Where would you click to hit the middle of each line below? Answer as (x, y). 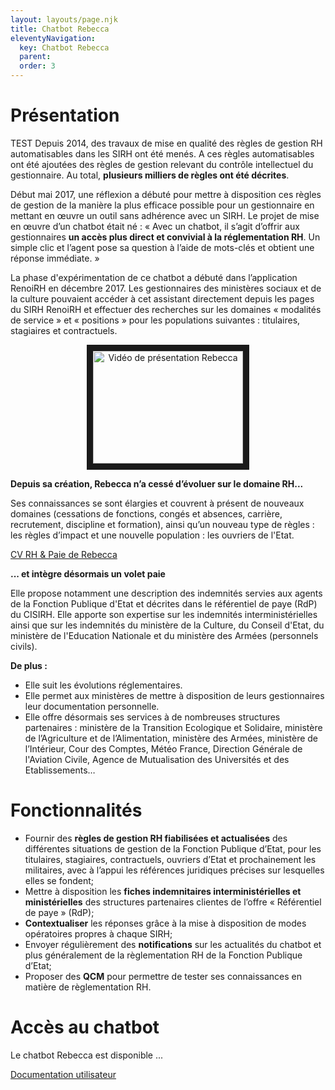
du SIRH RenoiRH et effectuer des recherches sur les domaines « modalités (166, 309)
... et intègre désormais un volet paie (88, 573)
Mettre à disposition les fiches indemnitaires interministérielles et (163, 891)
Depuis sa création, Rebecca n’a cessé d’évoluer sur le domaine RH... (157, 483)
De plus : (29, 665)
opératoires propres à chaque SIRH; (98, 933)
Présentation (65, 115)
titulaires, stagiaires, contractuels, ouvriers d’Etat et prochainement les (170, 859)
